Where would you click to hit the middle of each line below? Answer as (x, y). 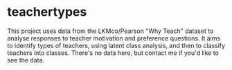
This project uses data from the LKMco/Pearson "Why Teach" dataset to (110, 31)
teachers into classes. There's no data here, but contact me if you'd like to (113, 53)
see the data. (26, 60)
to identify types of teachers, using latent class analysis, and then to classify (116, 45)
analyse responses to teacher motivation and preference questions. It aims (114, 38)
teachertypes (47, 12)
